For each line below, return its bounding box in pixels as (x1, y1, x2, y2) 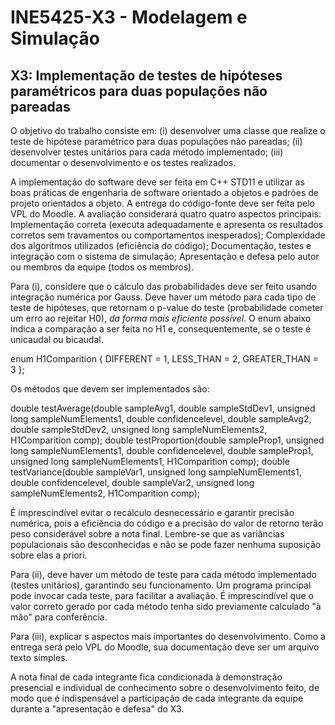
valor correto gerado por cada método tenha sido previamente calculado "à (10, 601, 322, 612)
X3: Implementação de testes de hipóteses (10, 67, 283, 84)
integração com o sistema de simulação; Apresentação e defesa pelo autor (10, 251, 320, 262)
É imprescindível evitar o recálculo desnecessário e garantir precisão (10, 507, 295, 518)
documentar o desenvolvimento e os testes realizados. (10, 157, 237, 168)
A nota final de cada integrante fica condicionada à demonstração (10, 671, 283, 683)
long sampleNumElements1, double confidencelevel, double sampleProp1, (10, 445, 314, 456)
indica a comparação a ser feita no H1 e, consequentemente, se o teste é (10, 323, 312, 335)
